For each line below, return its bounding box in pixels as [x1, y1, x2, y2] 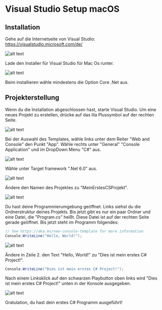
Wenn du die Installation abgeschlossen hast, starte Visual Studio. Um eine [5, 107, 157, 113]
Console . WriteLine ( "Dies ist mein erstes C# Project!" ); [5, 266, 124, 271]
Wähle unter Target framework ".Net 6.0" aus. [5, 166, 97, 171]
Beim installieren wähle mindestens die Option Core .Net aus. [5, 80, 129, 85]
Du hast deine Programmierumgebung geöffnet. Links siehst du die [5, 203, 141, 209]
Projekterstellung [5, 93, 60, 102]
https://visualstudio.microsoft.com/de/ [5, 41, 83, 47]
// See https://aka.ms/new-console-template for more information [5, 228, 144, 234]
